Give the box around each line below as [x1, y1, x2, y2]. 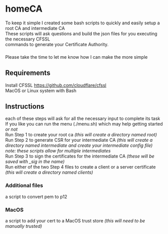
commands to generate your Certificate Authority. [5, 41, 109, 47]
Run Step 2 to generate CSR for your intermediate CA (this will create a [5, 137, 153, 143]
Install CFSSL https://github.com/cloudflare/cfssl [5, 82, 107, 88]
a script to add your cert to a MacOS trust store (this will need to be [5, 218, 145, 224]
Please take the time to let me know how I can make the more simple [5, 54, 148, 60]
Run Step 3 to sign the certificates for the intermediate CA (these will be [5, 153, 155, 160]
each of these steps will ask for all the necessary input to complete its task [5, 115, 160, 122]
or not [5, 126, 18, 132]
